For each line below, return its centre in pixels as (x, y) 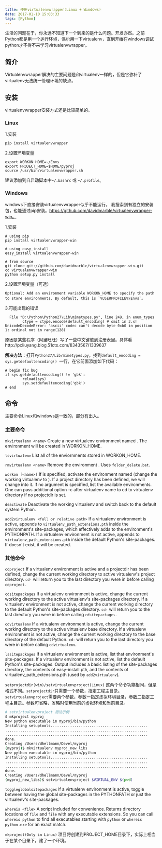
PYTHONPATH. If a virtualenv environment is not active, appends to (72, 534)
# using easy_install (27, 249)
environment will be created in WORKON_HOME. (53, 446)
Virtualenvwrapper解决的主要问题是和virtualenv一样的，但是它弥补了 (74, 75)
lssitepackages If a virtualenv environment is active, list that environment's (80, 654)
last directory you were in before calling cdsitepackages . (61, 614)
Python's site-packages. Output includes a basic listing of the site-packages (81, 664)
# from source (19, 261)
